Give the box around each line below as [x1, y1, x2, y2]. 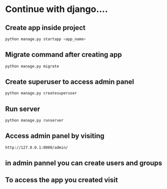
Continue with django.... [5, 3, 108, 15]
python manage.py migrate [5, 63, 59, 68]
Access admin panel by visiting [5, 131, 105, 140]
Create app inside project [5, 23, 86, 32]
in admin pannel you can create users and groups [5, 159, 162, 167]
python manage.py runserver [5, 118, 64, 123]
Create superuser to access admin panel [5, 77, 134, 86]
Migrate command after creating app [5, 50, 122, 59]
